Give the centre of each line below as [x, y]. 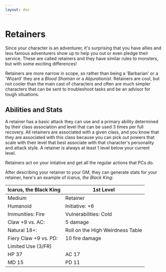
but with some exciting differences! [41, 64]
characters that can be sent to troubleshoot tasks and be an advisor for [78, 89]
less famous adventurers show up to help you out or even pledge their [77, 53]
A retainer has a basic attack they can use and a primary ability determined [82, 122]
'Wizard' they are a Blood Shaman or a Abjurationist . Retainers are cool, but [83, 78]
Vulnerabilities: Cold [89, 214]
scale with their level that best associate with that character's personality [80, 143]
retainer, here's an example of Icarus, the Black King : [59, 178]
